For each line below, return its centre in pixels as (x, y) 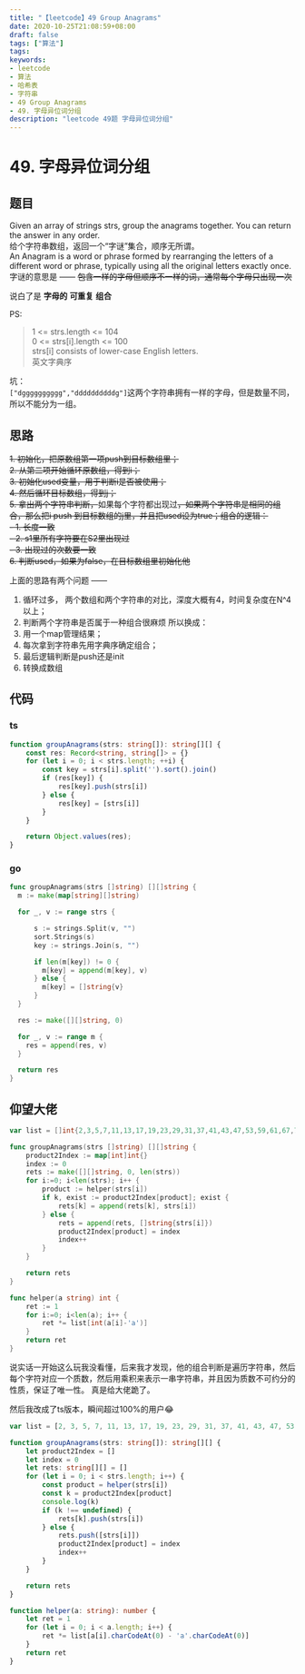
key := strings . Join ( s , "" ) (87, 946)
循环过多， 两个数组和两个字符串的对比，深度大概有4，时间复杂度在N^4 (157, 599)
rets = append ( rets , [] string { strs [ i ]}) (135, 1223)
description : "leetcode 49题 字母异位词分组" (92, 119)
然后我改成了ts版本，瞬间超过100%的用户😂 (92, 1409)
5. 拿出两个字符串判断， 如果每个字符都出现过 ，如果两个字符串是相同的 (141, 504)
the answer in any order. (54, 235)
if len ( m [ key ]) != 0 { (76, 962)
